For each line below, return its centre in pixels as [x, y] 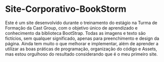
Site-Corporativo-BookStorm [66, 9]
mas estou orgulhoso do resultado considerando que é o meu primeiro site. [82, 54]
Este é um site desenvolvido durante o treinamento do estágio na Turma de [81, 23]
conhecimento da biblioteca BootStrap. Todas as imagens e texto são [76, 33]
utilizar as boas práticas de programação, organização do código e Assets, [81, 49]
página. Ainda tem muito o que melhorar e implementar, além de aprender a [82, 43]
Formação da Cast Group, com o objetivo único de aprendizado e [71, 28]
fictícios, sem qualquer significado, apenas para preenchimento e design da [82, 38]
